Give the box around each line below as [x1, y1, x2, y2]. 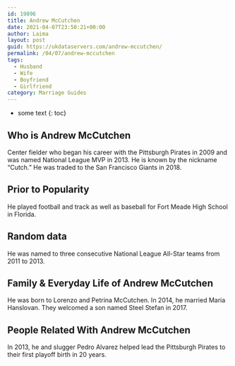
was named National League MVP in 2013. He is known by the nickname [7, 155, 217, 164]
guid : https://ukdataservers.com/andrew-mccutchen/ [7, 43, 162, 50]
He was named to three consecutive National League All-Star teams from [7, 249, 220, 258]
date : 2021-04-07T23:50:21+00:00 [7, 23, 106, 30]
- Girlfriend [13, 83, 52, 90]
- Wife [13, 69, 33, 76]
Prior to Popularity [7, 183, 90, 195]
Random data [7, 231, 67, 243]
